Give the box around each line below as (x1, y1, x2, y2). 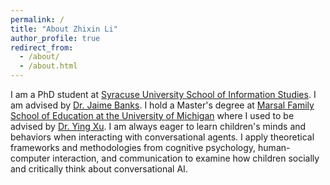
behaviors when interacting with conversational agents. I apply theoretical (10, 131, 315, 143)
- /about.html (19, 61, 78, 71)
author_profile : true (10, 33, 101, 43)
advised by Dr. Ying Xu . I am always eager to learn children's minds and (10, 121, 307, 132)
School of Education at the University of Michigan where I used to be (10, 110, 295, 121)
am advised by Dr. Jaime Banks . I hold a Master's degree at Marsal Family (10, 99, 315, 111)
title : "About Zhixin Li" (10, 24, 118, 34)
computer (10, 152, 51, 164)
